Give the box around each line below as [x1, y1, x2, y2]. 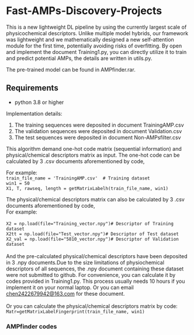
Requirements [6, 83, 58, 93]
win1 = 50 [6, 180, 30, 186]
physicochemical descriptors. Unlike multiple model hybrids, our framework [6, 29, 189, 36]
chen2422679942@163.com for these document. [6, 290, 125, 297]
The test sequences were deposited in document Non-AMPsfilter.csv [14, 134, 181, 141]
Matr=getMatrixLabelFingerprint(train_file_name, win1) [6, 309, 145, 314]
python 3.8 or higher [14, 99, 64, 106]
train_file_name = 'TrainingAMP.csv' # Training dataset [6, 175, 150, 181]
